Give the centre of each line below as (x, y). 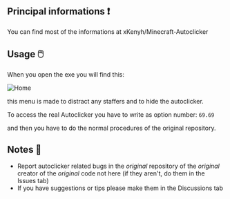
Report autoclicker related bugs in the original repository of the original (118, 166)
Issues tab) (33, 181)
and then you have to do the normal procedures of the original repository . (112, 128)
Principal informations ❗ (59, 11)
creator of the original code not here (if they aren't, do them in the (111, 173)
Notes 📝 (25, 150)
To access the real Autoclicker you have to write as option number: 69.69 (111, 114)
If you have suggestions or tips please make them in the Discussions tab (120, 188)
